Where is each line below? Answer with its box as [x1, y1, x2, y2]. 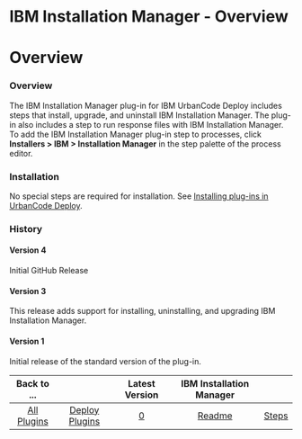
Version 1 [9, 336, 45, 346]
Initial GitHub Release [9, 265, 89, 276]
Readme [197, 409, 233, 422]
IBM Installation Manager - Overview [9, 6, 289, 27]
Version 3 [9, 285, 47, 296]
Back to [16, 377, 49, 390]
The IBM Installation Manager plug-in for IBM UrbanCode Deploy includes [9, 100, 283, 111]
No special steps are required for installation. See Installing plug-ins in [9, 191, 269, 202]
